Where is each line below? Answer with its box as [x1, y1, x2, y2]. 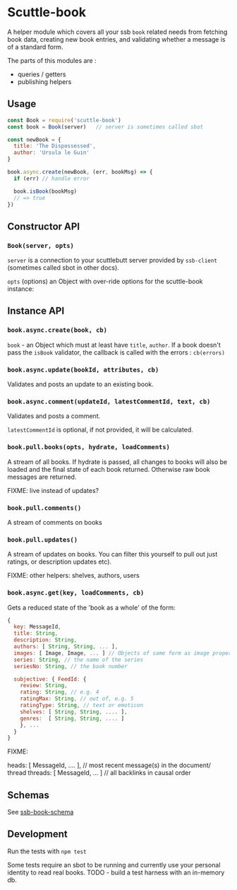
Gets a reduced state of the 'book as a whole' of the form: [7, 603, 176, 612]
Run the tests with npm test [7, 847, 87, 855]
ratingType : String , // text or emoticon [20, 702, 143, 709]
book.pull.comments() [7, 504, 82, 512]
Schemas [7, 789, 49, 801]
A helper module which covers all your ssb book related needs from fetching [7, 28, 228, 36]
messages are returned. [7, 473, 77, 481]
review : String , [20, 682, 68, 689]
